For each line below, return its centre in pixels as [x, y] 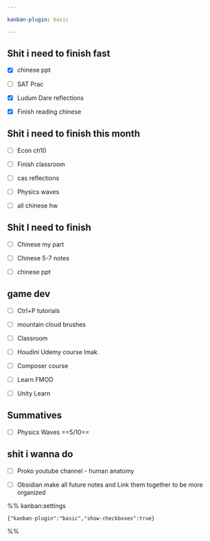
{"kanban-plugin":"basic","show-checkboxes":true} [81, 518]
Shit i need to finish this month [74, 134]
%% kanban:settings [37, 506]
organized [31, 492]
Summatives [35, 415]
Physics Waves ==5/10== [53, 432]
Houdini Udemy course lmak [57, 351]
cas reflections [38, 178]
